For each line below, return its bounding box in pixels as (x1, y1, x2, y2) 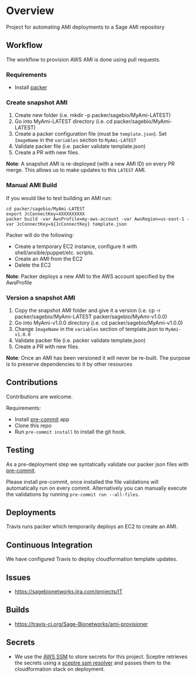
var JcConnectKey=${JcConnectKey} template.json (6, 221, 127, 227)
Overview (6, 4, 54, 18)
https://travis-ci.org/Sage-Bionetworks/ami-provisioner (14, 620, 148, 627)
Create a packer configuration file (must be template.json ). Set (14, 130, 167, 137)
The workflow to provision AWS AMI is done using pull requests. (6, 56, 161, 63)
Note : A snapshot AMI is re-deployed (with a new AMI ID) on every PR (6, 160, 175, 167)
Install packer (14, 84, 47, 91)
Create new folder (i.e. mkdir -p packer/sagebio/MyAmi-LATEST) (14, 112, 171, 119)
